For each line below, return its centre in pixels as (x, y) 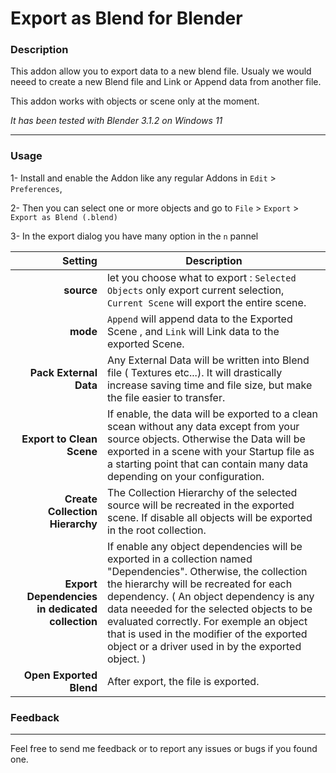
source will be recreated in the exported (200, 505)
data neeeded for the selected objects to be (209, 609)
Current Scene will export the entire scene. (206, 302)
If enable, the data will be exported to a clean (212, 414)
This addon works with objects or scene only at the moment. (135, 101)
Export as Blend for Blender (126, 18)
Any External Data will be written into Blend (208, 360)
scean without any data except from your (203, 426)
